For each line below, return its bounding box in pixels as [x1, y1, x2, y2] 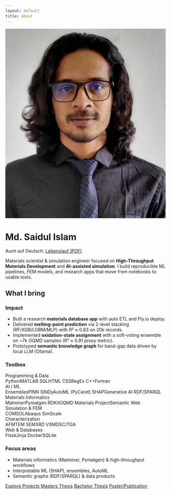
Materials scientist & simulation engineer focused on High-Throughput [5, 258, 154, 264]
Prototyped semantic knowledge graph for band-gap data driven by [12, 343, 157, 349]
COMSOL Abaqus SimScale [5, 411, 62, 417]
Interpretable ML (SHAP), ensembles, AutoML [12, 467, 109, 474]
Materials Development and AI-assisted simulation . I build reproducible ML [5, 263, 166, 269]
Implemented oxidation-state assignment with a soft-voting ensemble [12, 332, 161, 338]
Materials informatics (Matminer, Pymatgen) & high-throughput [12, 457, 145, 463]
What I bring [5, 289, 45, 298]
